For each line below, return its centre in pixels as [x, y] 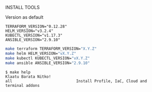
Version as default [24, 17]
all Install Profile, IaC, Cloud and [76, 81]
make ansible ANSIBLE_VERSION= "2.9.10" [48, 63]
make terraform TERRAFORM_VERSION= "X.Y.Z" [51, 49]
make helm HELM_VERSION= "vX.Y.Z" [41, 53]
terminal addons [22, 85]
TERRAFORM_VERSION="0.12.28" [36, 26]
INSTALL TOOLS [22, 7]
